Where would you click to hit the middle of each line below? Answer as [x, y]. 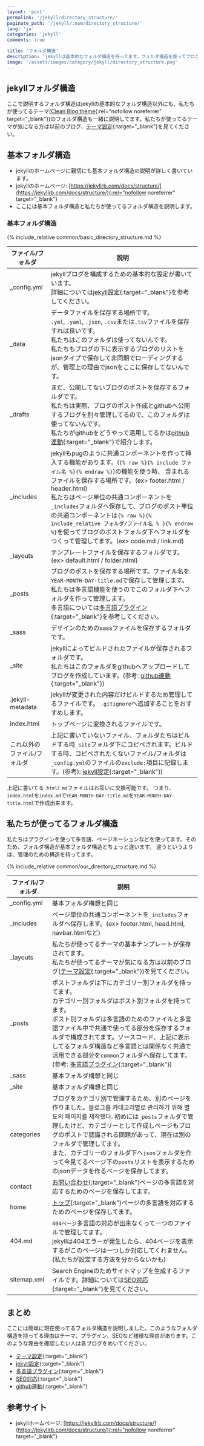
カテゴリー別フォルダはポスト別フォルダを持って [121, 1001]
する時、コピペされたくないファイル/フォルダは [119, 753]
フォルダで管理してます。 [88, 1144]
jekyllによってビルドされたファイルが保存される [119, 648]
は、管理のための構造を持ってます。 [51, 854]
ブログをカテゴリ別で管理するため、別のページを [122, 1099]
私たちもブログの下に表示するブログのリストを [118, 348]
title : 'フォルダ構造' [33, 51]
